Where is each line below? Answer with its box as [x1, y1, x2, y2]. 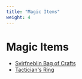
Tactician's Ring [14, 66, 54, 74]
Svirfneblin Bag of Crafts [14, 60, 76, 67]
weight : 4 [6, 14, 31, 20]
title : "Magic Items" [6, 8, 60, 15]
